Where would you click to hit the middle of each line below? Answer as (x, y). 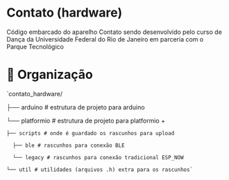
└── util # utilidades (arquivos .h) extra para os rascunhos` (100, 170)
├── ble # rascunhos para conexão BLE (69, 145)
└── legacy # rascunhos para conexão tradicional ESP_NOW (99, 157)
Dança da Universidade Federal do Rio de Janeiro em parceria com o (105, 39)
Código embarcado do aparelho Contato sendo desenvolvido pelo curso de (114, 32)
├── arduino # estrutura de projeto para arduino (76, 107)
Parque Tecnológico (35, 46)
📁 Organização (50, 75)
